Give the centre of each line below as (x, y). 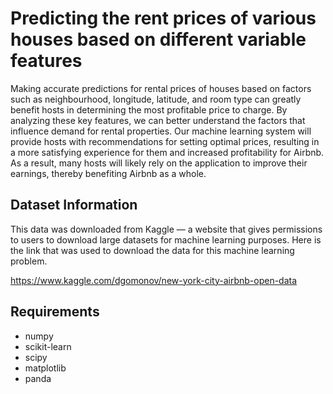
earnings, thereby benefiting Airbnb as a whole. (108, 173)
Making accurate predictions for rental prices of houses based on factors (161, 88)
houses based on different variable (158, 39)
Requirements (55, 312)
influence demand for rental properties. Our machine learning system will (161, 131)
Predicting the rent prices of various (163, 18)
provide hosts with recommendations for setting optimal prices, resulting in (165, 141)
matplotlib (45, 368)
